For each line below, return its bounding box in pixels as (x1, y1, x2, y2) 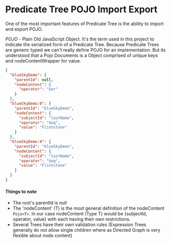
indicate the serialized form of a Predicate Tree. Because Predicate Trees (5, 41, 159, 47)
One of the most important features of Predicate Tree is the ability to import (5, 21, 164, 27)
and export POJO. (5, 26, 43, 32)
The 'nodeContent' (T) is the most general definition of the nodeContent (12, 205, 165, 211)
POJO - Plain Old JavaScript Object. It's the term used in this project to (5, 36, 155, 42)
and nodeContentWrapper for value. (5, 57, 82, 64)
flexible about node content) (12, 232, 72, 239)
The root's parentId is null (12, 200, 67, 206)
